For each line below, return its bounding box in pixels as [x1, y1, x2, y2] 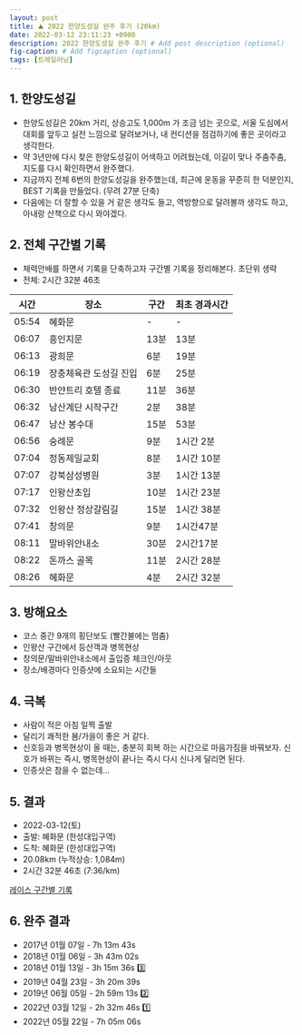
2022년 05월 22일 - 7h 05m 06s [22, 1016, 141, 1027]
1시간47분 [175, 519, 219, 532]
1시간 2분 [175, 435, 216, 448]
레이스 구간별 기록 [9, 884, 73, 895]
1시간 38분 [175, 503, 221, 516]
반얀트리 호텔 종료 [48, 383, 122, 396]
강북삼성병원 [48, 468, 100, 481]
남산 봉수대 [48, 418, 93, 430]
